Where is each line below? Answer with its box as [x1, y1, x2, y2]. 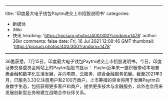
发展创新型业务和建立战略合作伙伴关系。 [5, 90, 88, 95]
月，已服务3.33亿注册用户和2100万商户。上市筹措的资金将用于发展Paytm [5, 77, 156, 83]
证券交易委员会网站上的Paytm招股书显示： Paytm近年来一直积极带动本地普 [5, 65, 159, 70]
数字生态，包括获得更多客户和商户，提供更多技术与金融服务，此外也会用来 [9, 83, 163, 89]
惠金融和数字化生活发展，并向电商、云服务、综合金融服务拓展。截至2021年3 [5, 71, 162, 77]
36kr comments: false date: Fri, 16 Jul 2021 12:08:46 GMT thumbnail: [12, 38, 154, 44]
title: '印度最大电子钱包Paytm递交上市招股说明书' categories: [5, 10, 130, 16]
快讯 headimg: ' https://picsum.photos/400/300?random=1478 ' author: [12, 33, 157, 38]
